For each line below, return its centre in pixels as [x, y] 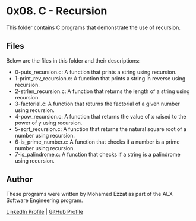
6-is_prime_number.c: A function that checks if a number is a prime [97, 142]
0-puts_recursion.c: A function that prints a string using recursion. [96, 72]
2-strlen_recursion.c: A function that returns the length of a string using [102, 91]
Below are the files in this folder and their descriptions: [73, 60]
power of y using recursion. [48, 123]
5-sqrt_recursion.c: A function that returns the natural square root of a [101, 129]
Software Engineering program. [45, 200]
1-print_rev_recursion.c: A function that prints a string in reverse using [100, 78]
